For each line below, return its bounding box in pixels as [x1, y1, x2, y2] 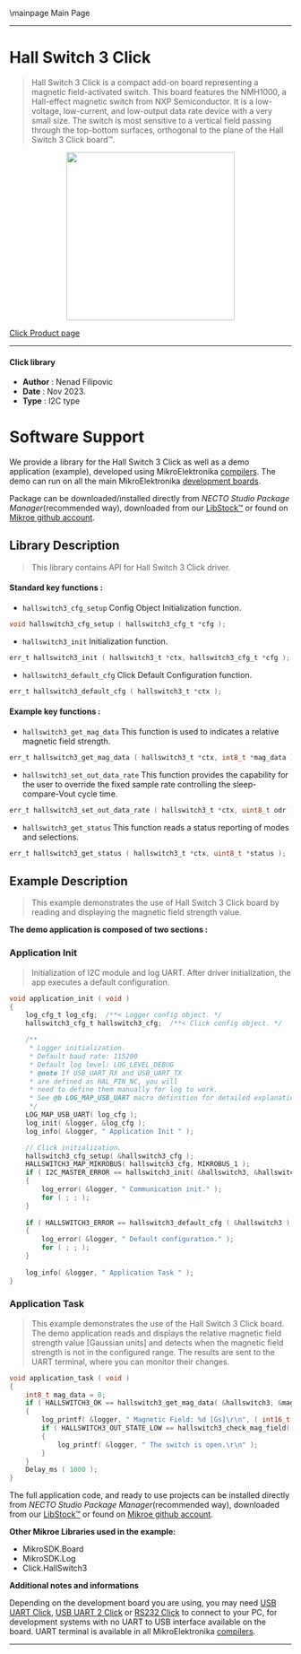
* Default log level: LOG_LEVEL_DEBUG [29, 1060, 175, 1069]
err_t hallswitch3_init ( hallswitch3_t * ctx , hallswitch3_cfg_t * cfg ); [9, 653, 291, 662]
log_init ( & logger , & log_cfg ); [25, 1119, 146, 1127]
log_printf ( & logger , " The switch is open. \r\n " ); [56, 1440, 258, 1449]
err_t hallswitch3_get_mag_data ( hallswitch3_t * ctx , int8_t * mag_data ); [9, 753, 298, 762]
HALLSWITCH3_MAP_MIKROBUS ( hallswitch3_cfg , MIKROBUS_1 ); [25, 1160, 251, 1169]
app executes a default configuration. [30, 977, 170, 988]
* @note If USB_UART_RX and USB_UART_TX [29, 1068, 182, 1077]
